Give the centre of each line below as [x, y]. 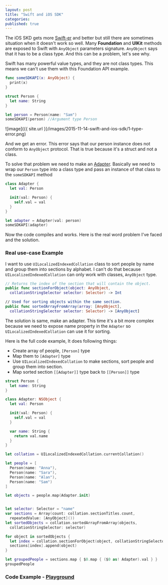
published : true [22, 24]
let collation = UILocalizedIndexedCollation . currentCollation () [74, 454]
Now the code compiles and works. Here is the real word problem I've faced [83, 235]
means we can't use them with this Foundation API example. [67, 69]
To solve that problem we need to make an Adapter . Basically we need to [80, 164]
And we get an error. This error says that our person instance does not [78, 144]
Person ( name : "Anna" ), [33, 468]
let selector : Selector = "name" [40, 509]
